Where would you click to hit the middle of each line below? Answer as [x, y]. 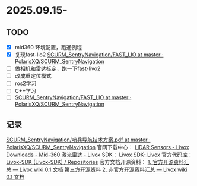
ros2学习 [26, 83]
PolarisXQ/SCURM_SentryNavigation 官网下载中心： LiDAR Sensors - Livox [98, 147]
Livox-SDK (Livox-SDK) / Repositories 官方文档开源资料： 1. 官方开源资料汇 [98, 162]
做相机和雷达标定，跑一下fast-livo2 [58, 68]
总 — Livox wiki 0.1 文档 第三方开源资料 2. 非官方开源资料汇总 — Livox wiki [97, 169]
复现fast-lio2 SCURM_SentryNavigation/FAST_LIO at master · [89, 55]
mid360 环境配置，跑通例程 [48, 47]
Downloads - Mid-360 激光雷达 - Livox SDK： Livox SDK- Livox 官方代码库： [99, 155]
